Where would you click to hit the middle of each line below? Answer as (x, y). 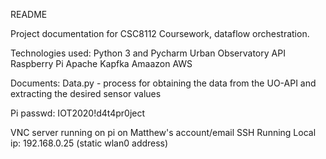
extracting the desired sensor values (86, 93)
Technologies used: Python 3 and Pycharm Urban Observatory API (148, 53)
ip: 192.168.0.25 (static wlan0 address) (89, 143)
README (29, 14)
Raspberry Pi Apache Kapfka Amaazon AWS (101, 63)
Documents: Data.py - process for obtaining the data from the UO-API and (163, 83)
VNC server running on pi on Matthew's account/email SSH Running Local (163, 132)
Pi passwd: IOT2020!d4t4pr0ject (78, 113)
